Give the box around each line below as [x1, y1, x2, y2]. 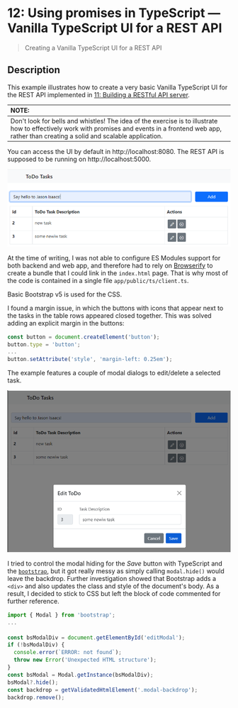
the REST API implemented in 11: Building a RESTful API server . [7, 90, 190, 99]
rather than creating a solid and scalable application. [10, 131, 163, 140]
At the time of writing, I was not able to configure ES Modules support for [7, 253, 221, 262]
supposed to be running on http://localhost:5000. [7, 155, 152, 163]
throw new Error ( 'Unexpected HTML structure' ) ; [13, 656, 157, 664]
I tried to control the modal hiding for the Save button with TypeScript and [7, 559, 223, 568]
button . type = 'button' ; [7, 341, 81, 348]
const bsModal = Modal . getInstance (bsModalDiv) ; [7, 671, 154, 678]
